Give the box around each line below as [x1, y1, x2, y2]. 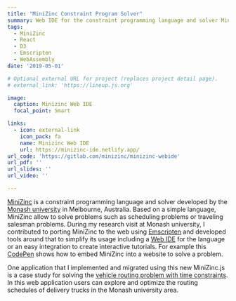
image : [7, 94, 27, 102]
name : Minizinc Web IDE [20, 140, 90, 147]
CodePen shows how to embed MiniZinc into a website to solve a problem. [7, 250, 223, 258]
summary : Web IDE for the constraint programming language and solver [7, 17, 218, 24]
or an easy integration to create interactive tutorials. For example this [7, 242, 206, 250]
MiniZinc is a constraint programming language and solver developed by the [7, 197, 228, 206]
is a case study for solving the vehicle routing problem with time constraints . [7, 271, 228, 279]
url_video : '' [7, 173, 49, 180]
